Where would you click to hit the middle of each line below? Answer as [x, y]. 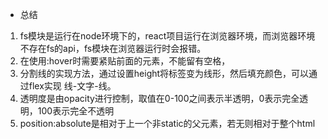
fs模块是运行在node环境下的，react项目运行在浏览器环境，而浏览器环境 [167, 36]
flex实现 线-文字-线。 [72, 86]
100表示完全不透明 [76, 111]
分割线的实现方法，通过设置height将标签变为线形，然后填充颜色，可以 [164, 73]
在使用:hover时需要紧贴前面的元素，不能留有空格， [125, 61]
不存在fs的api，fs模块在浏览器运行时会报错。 [113, 48]
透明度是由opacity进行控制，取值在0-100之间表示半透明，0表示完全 [159, 98]
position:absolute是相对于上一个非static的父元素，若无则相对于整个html [167, 123]
